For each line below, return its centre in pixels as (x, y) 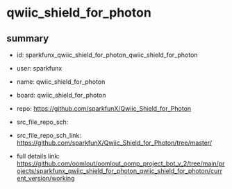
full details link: (38, 156)
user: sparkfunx (39, 68)
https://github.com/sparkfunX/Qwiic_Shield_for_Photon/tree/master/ (114, 143)
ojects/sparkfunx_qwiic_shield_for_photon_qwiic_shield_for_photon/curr (119, 171)
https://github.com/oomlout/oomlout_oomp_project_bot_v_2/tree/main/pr (121, 163)
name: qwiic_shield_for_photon (61, 82)
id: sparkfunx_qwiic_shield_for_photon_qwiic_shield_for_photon (107, 55)
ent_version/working (45, 178)
